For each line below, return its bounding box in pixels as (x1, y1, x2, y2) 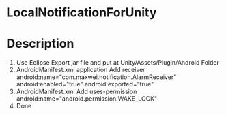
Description (6, 36, 74, 52)
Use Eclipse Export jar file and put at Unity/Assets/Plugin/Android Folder (16, 59, 219, 67)
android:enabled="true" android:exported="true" (16, 80, 154, 88)
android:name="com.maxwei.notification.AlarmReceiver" (16, 73, 177, 81)
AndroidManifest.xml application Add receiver (16, 66, 145, 74)
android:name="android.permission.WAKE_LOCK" (16, 95, 158, 103)
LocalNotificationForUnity (6, 5, 157, 20)
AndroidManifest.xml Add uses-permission (16, 87, 137, 96)
